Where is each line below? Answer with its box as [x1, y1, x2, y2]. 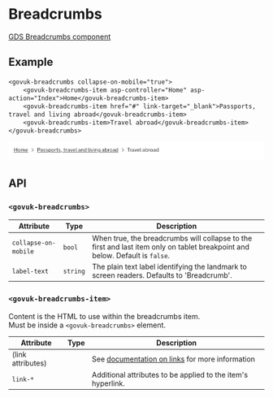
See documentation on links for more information [92, 354, 256, 364]
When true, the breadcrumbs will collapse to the [92, 233, 253, 243]
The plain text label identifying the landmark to [92, 262, 248, 271]
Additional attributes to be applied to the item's [92, 370, 249, 379]
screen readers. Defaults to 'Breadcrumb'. [92, 270, 232, 280]
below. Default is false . [92, 250, 171, 260]
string [63, 267, 85, 276]
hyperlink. [92, 379, 125, 388]
